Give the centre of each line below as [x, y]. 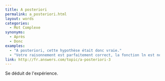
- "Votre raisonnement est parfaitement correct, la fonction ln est [82, 55]
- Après [17, 37]
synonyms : [15, 32]
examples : [15, 46]
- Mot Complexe [25, 28]
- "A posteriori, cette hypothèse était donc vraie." [66, 50]
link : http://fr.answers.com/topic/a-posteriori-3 [58, 60]
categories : [17, 23]
